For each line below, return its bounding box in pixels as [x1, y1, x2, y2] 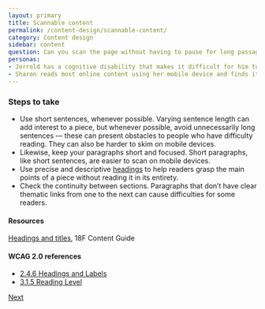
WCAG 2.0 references [8, 251, 81, 261]
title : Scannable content [8, 19, 93, 27]
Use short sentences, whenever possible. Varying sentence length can [19, 114, 250, 123]
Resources [8, 216, 45, 225]
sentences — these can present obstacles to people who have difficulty [19, 131, 253, 140]
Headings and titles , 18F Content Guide [8, 233, 136, 243]
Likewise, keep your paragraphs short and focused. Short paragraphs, [19, 147, 248, 157]
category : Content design [8, 33, 93, 42]
